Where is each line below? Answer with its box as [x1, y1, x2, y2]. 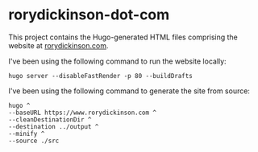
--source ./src [8, 137, 60, 145]
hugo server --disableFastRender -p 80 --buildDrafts [8, 72, 193, 80]
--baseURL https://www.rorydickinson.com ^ [8, 109, 157, 117]
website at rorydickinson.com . [8, 40, 109, 50]
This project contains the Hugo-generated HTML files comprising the [8, 32, 238, 42]
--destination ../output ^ [8, 122, 99, 130]
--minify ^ [8, 129, 45, 138]
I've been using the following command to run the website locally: [8, 56, 227, 66]
